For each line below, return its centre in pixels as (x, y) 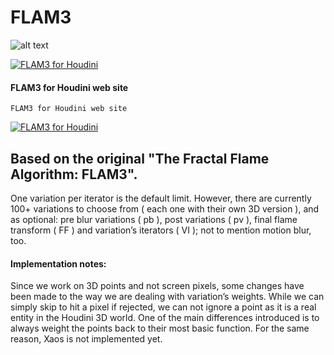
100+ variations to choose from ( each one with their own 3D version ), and (165, 208)
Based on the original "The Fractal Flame (140, 158)
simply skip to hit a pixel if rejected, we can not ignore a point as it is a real (163, 307)
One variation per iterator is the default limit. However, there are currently (161, 198)
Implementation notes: (58, 263)
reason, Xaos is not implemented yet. (86, 339)
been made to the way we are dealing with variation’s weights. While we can (167, 297)
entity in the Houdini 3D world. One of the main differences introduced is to (165, 318)
